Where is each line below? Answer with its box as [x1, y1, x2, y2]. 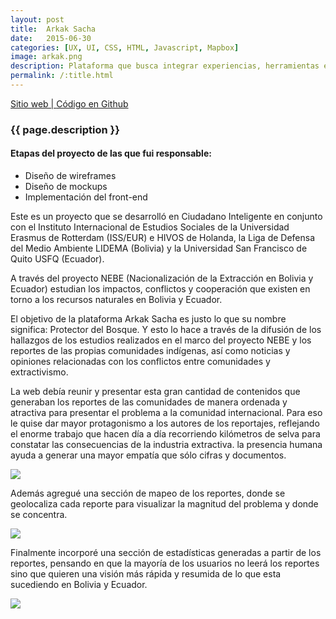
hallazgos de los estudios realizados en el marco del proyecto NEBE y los [10, 334, 312, 346]
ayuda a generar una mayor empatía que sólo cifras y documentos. [10, 449, 287, 461]
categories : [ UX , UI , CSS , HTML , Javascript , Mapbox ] [10, 42, 240, 53]
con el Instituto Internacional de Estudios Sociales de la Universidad [10, 221, 290, 233]
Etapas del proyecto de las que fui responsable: [10, 147, 212, 160]
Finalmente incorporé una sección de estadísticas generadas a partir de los [10, 547, 322, 558]
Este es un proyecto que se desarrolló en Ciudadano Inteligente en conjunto [10, 211, 323, 222]
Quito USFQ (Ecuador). [10, 253, 105, 265]
